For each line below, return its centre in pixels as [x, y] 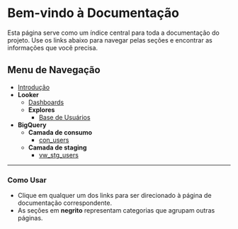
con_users [54, 140]
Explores [41, 110]
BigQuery [32, 125]
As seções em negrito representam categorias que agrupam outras [116, 211]
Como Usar [27, 180]
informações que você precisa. [52, 48]
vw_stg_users [59, 155]
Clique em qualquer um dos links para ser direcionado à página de [114, 196]
